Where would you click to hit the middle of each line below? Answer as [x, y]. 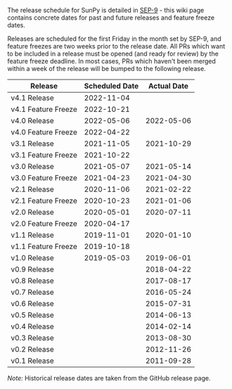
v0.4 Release [32, 326]
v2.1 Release [32, 189]
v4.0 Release [32, 121]
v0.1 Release [32, 361]
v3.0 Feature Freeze [44, 178]
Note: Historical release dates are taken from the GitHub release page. [109, 378]
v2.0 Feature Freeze [44, 223]
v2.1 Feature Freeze [44, 201]
